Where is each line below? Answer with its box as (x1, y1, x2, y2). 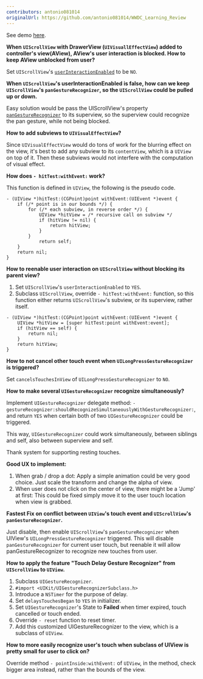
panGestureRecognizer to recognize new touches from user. (6, 547, 158, 555)
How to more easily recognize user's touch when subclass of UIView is (6, 641, 189, 649)
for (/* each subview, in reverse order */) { (28, 206, 148, 213)
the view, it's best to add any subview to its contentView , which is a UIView (6, 147, 191, 155)
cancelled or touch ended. (15, 610, 81, 617)
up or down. (6, 93, 38, 100)
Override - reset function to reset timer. (15, 616, 117, 624)
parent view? (6, 272, 41, 279)
